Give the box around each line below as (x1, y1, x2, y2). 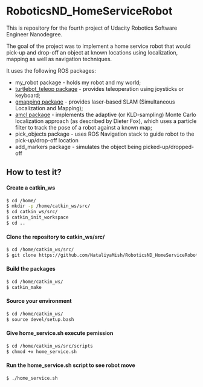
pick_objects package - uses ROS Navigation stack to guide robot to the (14, 130, 195, 137)
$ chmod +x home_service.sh (6, 348, 77, 355)
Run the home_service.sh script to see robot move (6, 362, 135, 369)
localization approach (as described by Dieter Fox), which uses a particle (14, 117, 197, 125)
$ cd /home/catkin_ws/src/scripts (6, 343, 94, 349)
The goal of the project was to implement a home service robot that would (6, 42, 191, 50)
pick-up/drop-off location (14, 136, 79, 144)
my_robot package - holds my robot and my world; (14, 79, 141, 86)
